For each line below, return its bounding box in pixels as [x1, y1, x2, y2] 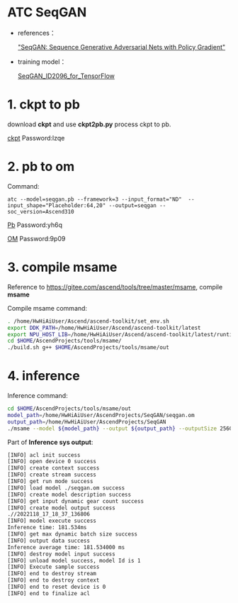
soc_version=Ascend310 [7, 208, 74, 215]
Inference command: [7, 392, 69, 400]
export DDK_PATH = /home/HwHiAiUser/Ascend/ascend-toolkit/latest [7, 324, 201, 331]
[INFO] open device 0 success [7, 458, 97, 465]
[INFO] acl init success [7, 451, 81, 458]
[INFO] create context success [7, 465, 100, 472]
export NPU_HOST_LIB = [7, 331, 72, 338]
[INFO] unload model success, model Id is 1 [7, 557, 141, 564]
